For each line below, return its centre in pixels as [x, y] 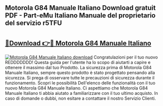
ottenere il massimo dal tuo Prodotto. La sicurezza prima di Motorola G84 [78, 68]
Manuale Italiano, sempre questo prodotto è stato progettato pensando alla [80, 73]
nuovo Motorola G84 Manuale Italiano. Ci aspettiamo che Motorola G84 [76, 88]
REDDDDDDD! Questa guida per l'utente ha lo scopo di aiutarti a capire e [78, 62]
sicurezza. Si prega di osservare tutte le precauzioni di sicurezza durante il [80, 78]
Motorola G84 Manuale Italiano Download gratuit [80, 8]
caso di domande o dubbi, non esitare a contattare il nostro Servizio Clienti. [81, 98]
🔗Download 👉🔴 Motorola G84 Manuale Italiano [78, 43]
